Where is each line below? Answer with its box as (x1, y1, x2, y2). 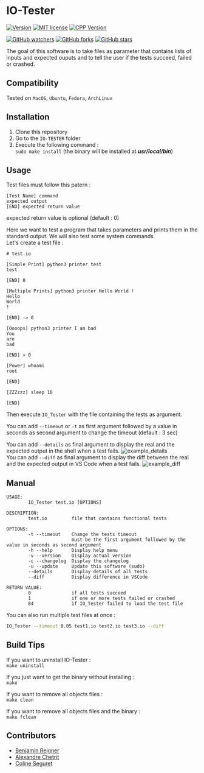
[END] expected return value (6, 203, 80, 210)
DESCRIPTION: (6, 510, 39, 517)
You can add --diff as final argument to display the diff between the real (6, 454, 189, 461)
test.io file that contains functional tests (28, 515, 167, 521)
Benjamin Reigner (15, 747, 59, 754)
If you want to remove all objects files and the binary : (6, 707, 141, 715)
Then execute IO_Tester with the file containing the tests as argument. (6, 411, 182, 418)
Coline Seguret (15, 760, 53, 767)
